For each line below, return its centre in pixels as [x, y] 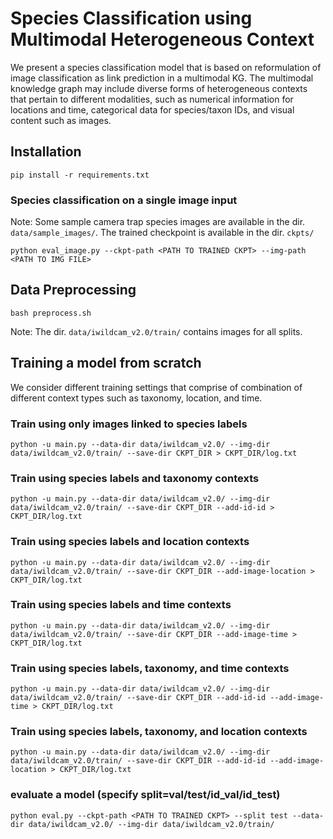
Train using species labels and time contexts [121, 605]
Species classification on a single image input [124, 200]
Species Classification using [131, 18]
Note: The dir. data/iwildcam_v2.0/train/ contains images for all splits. [156, 331]
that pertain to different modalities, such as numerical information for [152, 99]
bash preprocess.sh [51, 313]
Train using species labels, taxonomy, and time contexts [150, 668]
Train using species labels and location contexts [130, 542]
